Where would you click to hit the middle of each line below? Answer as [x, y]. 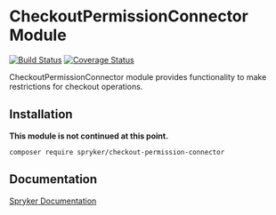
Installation [41, 114]
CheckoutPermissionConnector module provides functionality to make [138, 76]
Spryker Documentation [53, 201]
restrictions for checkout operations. [76, 86]
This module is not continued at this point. [89, 136]
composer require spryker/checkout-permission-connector [117, 152]
